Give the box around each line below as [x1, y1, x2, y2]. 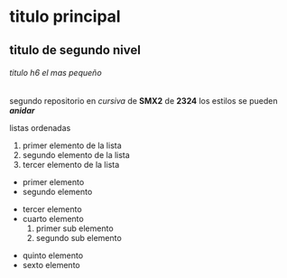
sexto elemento [22, 259, 80, 270]
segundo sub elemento [35, 232, 122, 243]
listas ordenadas [9, 122, 71, 133]
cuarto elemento [22, 213, 84, 224]
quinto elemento [22, 250, 84, 261]
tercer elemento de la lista [22, 159, 120, 170]
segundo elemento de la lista [22, 149, 131, 160]
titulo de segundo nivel [9, 42, 142, 58]
